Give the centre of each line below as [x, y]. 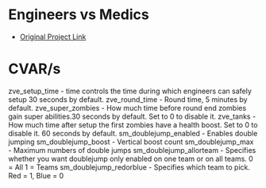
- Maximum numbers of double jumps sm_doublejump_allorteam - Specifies [132, 150]
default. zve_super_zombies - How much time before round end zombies [127, 108]
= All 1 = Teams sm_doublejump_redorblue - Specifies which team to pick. [129, 167]
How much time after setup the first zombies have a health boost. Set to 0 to [133, 124]
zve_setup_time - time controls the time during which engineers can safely [130, 91]
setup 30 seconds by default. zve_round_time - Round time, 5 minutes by [128, 99]
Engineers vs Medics [79, 15]
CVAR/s [35, 69]
